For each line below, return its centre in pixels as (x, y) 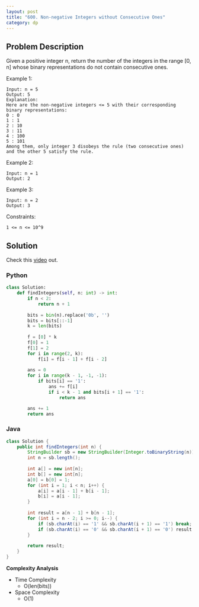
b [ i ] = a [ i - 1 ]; (59, 496)
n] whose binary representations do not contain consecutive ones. (87, 67)
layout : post (22, 12)
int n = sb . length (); (54, 458)
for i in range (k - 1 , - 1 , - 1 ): (68, 376)
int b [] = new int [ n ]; (55, 474)
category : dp (22, 23)
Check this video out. (32, 260)
